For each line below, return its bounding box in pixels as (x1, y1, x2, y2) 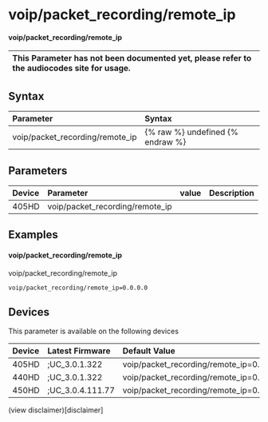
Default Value (122, 345, 175, 356)
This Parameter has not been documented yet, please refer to (12, 53, 252, 64)
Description (208, 188, 255, 199)
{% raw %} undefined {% (144, 126, 239, 137)
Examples (8, 228, 58, 241)
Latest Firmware (47, 345, 111, 356)
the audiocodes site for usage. (12, 62, 131, 74)
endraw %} (144, 137, 187, 148)
